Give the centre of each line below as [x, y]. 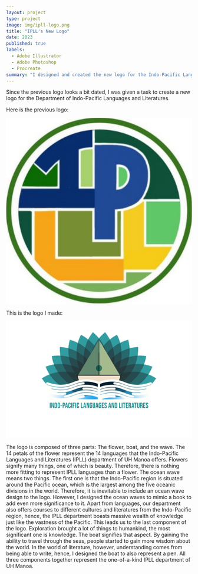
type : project [24, 19]
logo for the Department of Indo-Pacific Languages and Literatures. [88, 98]
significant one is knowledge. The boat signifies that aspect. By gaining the [97, 535]
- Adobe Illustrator [37, 56]
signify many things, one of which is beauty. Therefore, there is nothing [93, 466]
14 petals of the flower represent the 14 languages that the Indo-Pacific [93, 453]
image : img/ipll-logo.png [38, 25]
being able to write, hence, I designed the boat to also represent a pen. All [96, 553]
